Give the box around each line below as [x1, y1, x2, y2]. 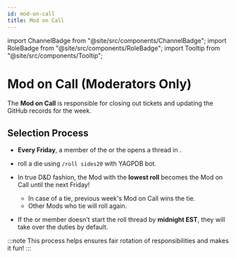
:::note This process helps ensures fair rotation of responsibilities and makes [7, 237, 229, 245]
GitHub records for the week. [7, 106, 92, 115]
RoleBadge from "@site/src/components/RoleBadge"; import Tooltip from [7, 44, 221, 52]
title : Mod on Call [7, 17, 65, 24]
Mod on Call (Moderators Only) [7, 75, 192, 92]
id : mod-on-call [7, 10, 55, 18]
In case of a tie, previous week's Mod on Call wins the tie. [27, 195, 196, 203]
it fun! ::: [7, 244, 32, 252]
